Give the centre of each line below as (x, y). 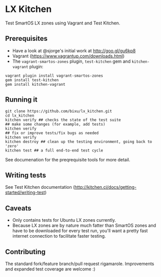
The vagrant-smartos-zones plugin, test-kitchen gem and (71, 61)
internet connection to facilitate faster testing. (59, 236)
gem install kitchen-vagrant (35, 84)
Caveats (18, 208)
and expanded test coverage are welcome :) (50, 269)
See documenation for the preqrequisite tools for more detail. (68, 159)
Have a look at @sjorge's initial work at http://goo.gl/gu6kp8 (74, 50)
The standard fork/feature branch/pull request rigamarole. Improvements (80, 264)
